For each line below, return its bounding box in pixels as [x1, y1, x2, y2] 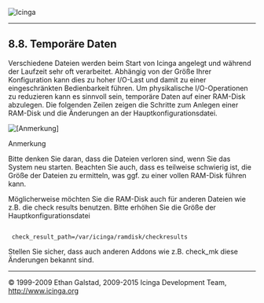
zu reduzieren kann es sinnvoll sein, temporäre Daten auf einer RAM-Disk [8, 91, 246, 101]
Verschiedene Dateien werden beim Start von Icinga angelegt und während [8, 58, 251, 68]
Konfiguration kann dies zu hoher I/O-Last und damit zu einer [8, 75, 207, 84]
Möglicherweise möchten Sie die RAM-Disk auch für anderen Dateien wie [8, 194, 246, 203]
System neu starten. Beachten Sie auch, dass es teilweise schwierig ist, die [8, 162, 251, 172]
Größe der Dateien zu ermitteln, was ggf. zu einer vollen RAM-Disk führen [8, 170, 247, 180]
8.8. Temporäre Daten [8, 38, 117, 51]
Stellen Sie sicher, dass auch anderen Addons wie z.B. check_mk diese [8, 246, 238, 256]
